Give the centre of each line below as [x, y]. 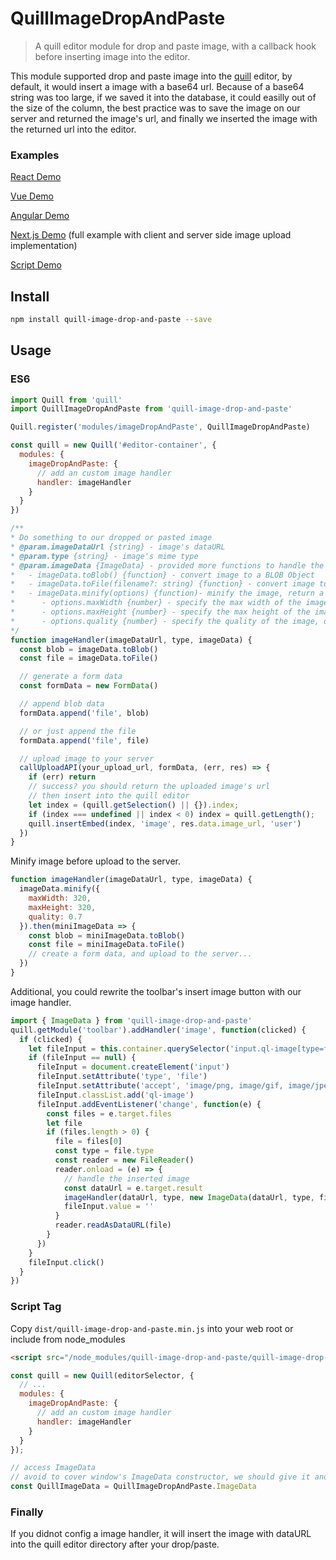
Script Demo [36, 265]
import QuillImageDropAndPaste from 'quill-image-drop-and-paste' [151, 409]
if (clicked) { [51, 1039]
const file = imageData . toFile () [89, 658]
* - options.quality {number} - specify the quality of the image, [165, 621]
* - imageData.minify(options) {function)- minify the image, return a [167, 593]
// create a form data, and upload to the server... [140, 954]
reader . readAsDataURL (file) [113, 1225]
